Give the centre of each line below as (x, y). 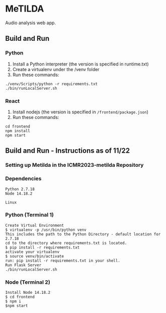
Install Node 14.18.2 (28, 293)
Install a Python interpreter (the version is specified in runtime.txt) (81, 64)
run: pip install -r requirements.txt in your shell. (63, 261)
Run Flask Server (23, 265)
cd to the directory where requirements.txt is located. (66, 243)
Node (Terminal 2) (28, 282)
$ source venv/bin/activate (35, 256)
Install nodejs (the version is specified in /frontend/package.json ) (80, 112)
